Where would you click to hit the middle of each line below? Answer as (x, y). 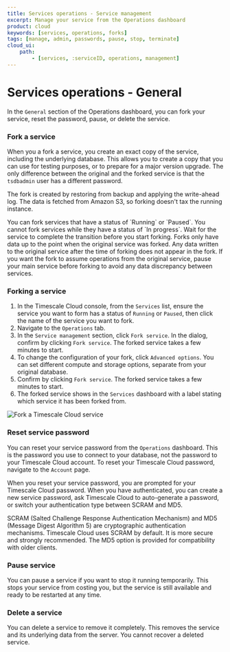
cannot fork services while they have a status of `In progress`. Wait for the (112, 229)
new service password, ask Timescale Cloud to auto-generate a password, (113, 497)
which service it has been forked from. (72, 401)
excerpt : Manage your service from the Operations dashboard (96, 20)
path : (27, 52)
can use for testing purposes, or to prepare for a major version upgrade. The (115, 166)
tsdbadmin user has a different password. (65, 180)
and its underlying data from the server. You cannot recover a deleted (105, 635)
